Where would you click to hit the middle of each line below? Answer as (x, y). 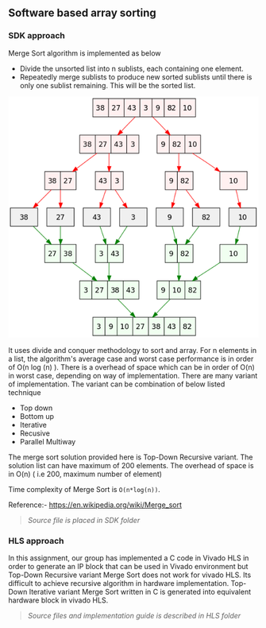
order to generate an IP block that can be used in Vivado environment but (128, 567)
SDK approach (37, 36)
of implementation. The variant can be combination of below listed (117, 384)
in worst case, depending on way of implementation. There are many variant (133, 375)
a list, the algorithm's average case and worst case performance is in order (131, 359)
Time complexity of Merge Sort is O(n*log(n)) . (84, 489)
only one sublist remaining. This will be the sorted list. (108, 85)
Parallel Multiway (48, 441)
